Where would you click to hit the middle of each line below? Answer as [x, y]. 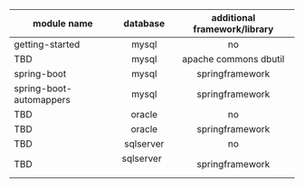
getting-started [47, 44]
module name [63, 23]
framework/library [233, 29]
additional [233, 18]
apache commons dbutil [233, 59]
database [144, 23]
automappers [42, 100]
